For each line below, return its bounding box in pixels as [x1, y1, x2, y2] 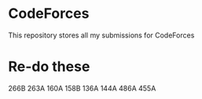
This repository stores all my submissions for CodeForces [8, 30, 195, 40]
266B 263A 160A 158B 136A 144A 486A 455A [8, 83, 156, 93]
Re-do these [8, 58, 90, 76]
